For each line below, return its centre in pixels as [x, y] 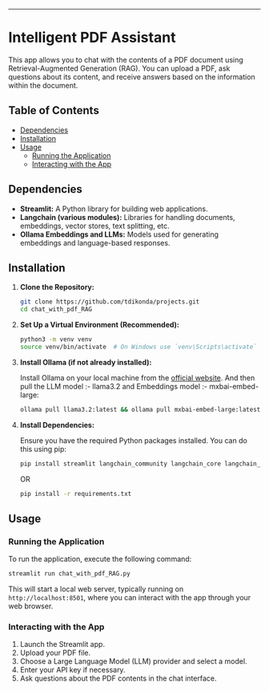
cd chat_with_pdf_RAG [56, 310]
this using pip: [43, 449]
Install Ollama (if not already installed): [86, 362]
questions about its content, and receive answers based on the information [132, 76]
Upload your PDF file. [55, 653]
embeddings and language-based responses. [95, 242]
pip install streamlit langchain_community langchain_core [120, 463]
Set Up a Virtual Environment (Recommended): [100, 325]
